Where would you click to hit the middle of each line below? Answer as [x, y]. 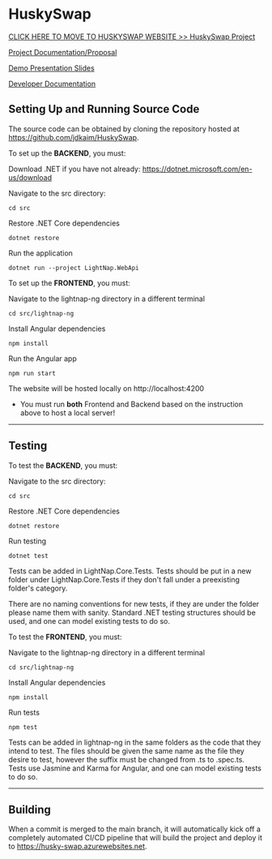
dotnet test [28, 556]
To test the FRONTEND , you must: [65, 637]
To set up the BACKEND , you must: [67, 153]
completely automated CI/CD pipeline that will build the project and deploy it [136, 838]
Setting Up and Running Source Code [104, 109]
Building [30, 809]
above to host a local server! [68, 412]
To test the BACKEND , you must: [63, 465]
